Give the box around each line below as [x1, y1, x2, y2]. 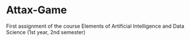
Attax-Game [6, 3, 67, 17]
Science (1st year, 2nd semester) [6, 28, 86, 35]
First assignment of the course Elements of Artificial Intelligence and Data [6, 23, 185, 29]
